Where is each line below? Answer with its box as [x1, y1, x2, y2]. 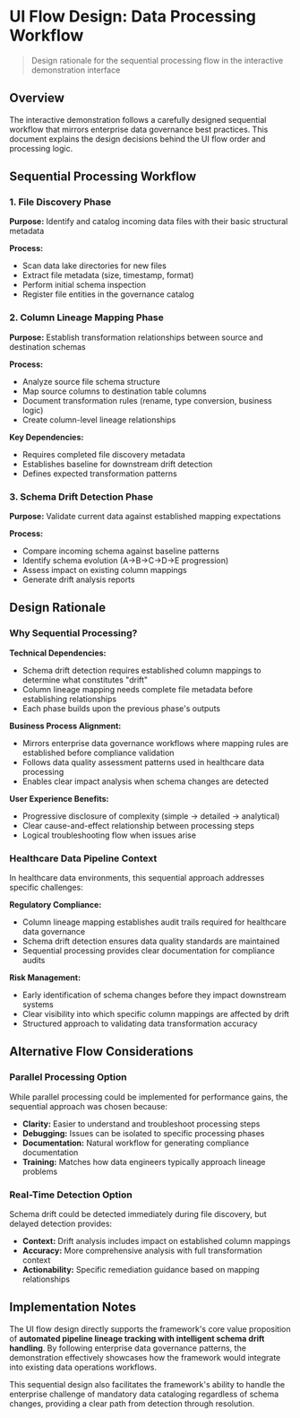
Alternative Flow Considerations [9, 1044, 194, 1059]
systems [21, 999, 54, 1010]
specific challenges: [9, 882, 83, 893]
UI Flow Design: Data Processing [9, 6, 257, 27]
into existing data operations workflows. [9, 1361, 157, 1372]
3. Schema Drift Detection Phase [9, 491, 154, 503]
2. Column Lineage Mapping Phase [9, 311, 164, 324]
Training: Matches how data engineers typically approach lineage [21, 1156, 266, 1167]
